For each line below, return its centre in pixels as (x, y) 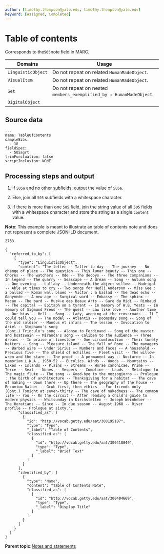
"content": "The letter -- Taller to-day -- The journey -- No (84, 267)
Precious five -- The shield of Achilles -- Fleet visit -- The (72, 353)
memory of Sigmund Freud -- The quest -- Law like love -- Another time (81, 310)
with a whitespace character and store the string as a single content (80, 212)
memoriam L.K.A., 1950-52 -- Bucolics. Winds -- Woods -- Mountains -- (79, 361)
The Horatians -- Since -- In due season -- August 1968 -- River (74, 404)
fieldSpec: (16, 148)
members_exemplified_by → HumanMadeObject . (103, 95)
